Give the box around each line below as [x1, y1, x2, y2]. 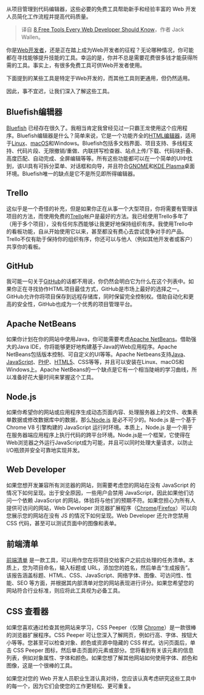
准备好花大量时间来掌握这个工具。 [11, 374, 97, 381]
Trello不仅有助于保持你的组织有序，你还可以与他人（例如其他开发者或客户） [6, 235, 196, 242]
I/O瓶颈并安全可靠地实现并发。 [6, 447, 83, 454]
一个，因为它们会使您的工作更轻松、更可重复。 [16, 682, 134, 690]
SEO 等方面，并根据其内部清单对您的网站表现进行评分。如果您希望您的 [16, 579, 194, 586]
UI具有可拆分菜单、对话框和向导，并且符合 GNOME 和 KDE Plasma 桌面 [22, 162, 195, 169]
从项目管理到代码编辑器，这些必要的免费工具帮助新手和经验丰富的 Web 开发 [6, 5, 196, 12]
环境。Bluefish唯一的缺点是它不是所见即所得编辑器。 [6, 170, 138, 177]
